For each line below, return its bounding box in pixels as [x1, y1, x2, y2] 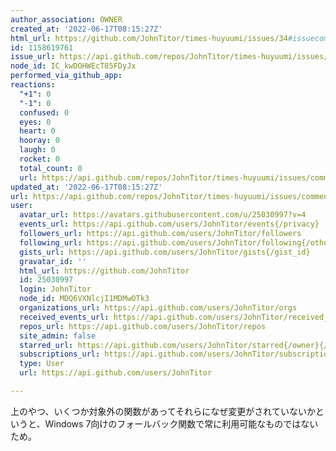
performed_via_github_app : [10, 71, 123, 81]
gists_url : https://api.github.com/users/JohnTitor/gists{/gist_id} [19, 247, 311, 257]
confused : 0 [19, 107, 70, 118]
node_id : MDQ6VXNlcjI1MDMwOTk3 [19, 294, 150, 304]
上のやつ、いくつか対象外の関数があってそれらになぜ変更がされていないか [10, 405, 316, 417]
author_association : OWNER [10, 14, 123, 25]
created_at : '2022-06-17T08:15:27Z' [10, 24, 163, 34]
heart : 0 [19, 126, 56, 136]
